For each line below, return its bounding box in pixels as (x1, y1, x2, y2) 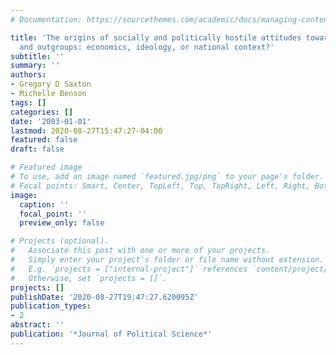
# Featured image (10, 162, 83, 173)
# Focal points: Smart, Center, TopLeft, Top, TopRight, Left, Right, (10, 181, 311, 191)
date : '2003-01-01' (10, 116, 92, 126)
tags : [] (10, 97, 47, 108)
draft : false (10, 144, 65, 155)
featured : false (10, 135, 78, 145)
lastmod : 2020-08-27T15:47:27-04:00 (10, 126, 163, 136)
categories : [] (10, 107, 74, 117)
